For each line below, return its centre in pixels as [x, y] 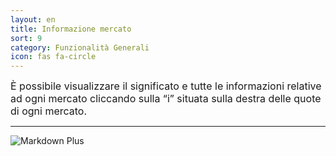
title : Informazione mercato [71, 29]
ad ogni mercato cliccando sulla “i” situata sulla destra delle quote [166, 99]
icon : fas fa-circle [53, 57]
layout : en [33, 19]
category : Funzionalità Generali [80, 47]
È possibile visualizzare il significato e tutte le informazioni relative [166, 86]
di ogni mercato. [49, 111]
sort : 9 [26, 38]
